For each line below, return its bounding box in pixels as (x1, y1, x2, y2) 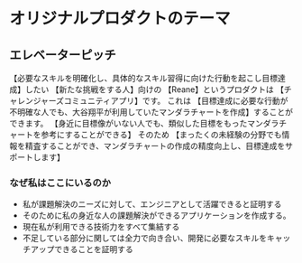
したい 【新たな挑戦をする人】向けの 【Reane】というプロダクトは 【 (24, 84, 284, 95)
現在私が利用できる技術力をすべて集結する (22, 221, 180, 232)
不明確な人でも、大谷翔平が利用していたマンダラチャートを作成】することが (9, 107, 294, 117)
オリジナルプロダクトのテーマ (9, 8, 232, 29)
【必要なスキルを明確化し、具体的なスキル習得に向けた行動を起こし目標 (9, 73, 278, 83)
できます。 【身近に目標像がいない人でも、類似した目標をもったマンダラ (9, 118, 279, 128)
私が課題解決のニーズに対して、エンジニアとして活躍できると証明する (22, 199, 282, 210)
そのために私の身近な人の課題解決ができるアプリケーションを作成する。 (22, 210, 291, 221)
